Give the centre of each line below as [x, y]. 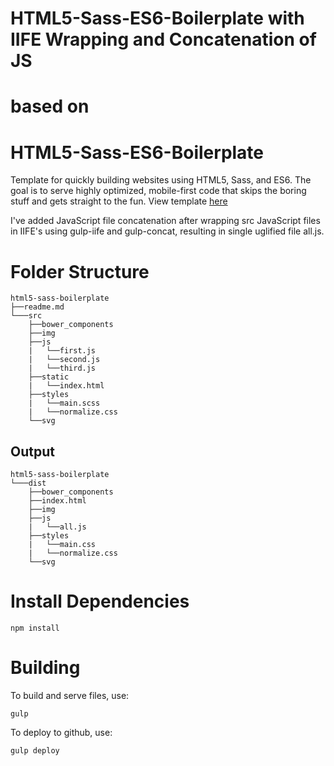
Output [32, 451]
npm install [35, 628]
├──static [49, 377]
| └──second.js [64, 360]
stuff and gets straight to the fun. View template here [119, 201]
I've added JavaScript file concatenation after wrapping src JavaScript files [165, 221]
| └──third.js [62, 368]
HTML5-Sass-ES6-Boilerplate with [157, 18]
